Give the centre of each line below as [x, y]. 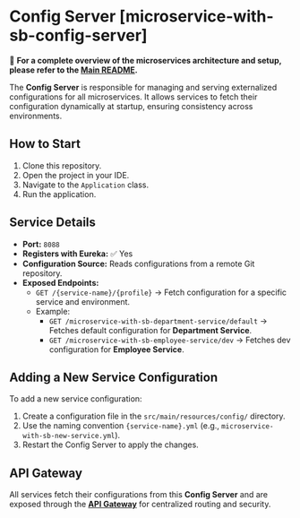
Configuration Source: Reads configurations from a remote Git [138, 263]
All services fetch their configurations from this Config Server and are [139, 495]
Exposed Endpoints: [60, 282]
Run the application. [59, 194]
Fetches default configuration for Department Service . [150, 330]
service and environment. [83, 301]
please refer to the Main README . [73, 70]
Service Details [53, 223]
